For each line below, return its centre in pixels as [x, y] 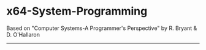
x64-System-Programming [77, 11]
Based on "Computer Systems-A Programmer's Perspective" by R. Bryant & [102, 28]
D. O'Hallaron [23, 34]
